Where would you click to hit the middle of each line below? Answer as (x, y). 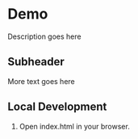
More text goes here (42, 81)
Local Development (57, 107)
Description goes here (44, 36)
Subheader (36, 62)
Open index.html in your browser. (74, 126)
